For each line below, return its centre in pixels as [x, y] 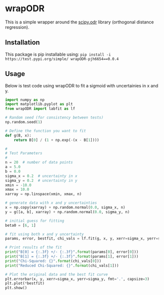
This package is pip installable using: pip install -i [58, 54]
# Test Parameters [24, 153]
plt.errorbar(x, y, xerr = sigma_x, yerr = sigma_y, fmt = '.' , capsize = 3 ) [77, 279]
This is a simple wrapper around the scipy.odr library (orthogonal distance [80, 22]
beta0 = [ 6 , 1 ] [20, 225]
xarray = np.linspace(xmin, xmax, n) [43, 194]
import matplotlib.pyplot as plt [39, 104]
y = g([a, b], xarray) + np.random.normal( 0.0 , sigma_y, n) [68, 212]
